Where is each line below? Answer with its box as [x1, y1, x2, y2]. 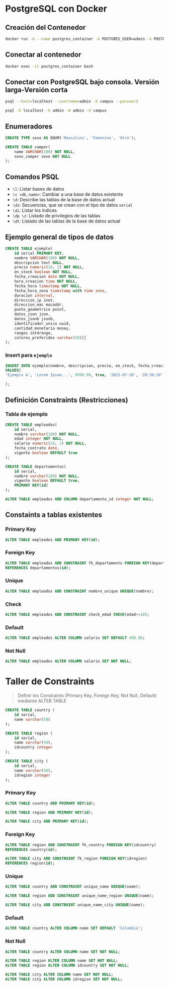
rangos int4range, [14, 330, 53, 335]
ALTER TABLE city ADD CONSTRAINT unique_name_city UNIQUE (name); [5, 902, 145, 908]
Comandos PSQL [5, 172, 59, 181]
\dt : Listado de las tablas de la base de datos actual [12, 218, 121, 224]
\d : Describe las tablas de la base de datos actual [12, 197, 115, 203]
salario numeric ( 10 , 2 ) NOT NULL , [14, 441, 87, 446]
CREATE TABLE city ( [5, 759, 49, 764]
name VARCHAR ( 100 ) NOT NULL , [14, 149, 75, 154]
